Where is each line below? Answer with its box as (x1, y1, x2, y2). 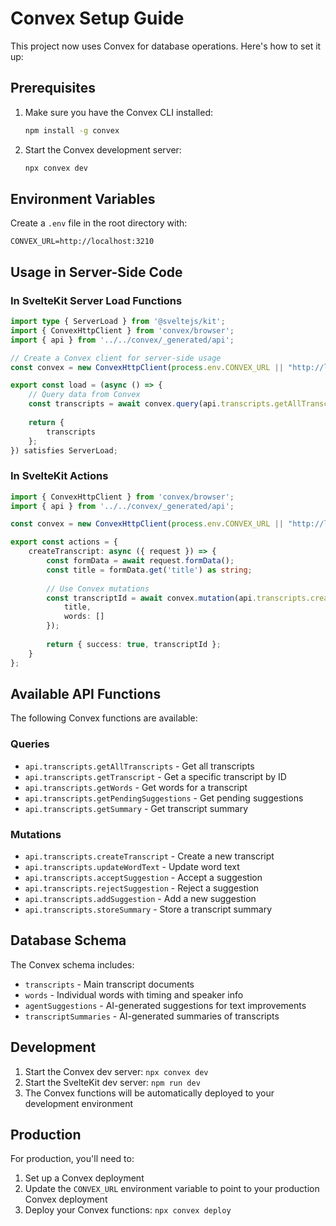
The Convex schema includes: (10, 958, 135, 971)
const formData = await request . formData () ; (46, 556, 235, 566)
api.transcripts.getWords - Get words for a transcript (24, 781, 248, 793)
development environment (24, 1097, 134, 1109)
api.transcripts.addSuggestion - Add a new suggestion (24, 892, 257, 904)
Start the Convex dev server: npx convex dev (24, 1065, 209, 1077)
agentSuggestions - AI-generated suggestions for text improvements (24, 999, 307, 1011)
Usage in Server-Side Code (10, 263, 183, 281)
